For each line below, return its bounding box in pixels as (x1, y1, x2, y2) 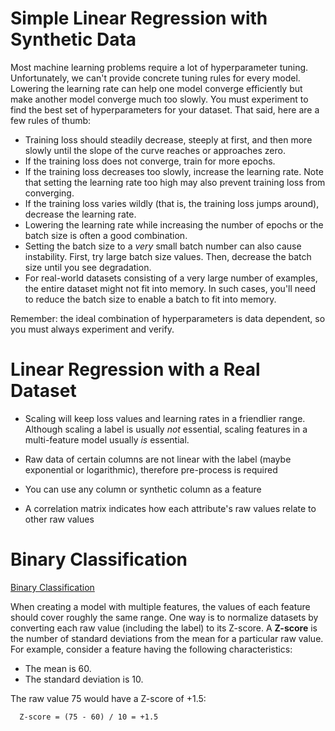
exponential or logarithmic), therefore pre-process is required (24, 463, 278, 476)
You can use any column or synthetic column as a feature (24, 483, 262, 495)
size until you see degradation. (24, 261, 152, 273)
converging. (24, 187, 75, 199)
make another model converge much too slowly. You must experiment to (10, 93, 309, 105)
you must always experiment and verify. (10, 323, 175, 335)
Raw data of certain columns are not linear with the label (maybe (24, 453, 292, 465)
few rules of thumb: (10, 114, 92, 126)
